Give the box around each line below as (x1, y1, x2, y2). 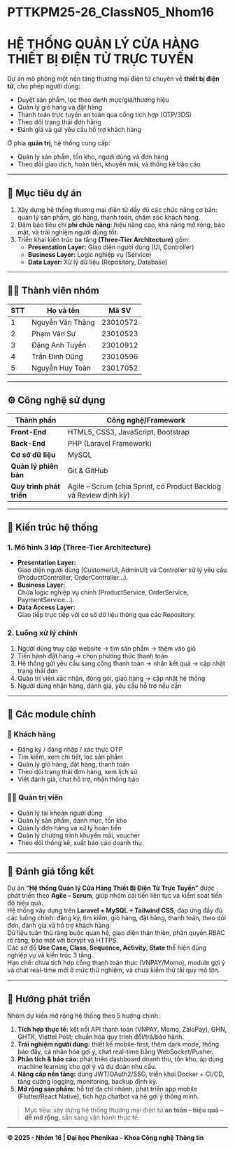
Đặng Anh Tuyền (31, 340, 87, 350)
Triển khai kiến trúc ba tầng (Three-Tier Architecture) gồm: (17, 235, 190, 244)
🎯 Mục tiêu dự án (7, 187, 82, 199)
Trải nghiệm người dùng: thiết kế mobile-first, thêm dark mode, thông (17, 1040, 220, 1049)
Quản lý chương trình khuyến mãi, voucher (17, 831, 141, 839)
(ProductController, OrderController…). (17, 573, 129, 582)
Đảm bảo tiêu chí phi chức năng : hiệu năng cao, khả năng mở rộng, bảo (17, 220, 225, 229)
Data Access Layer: (17, 603, 76, 611)
